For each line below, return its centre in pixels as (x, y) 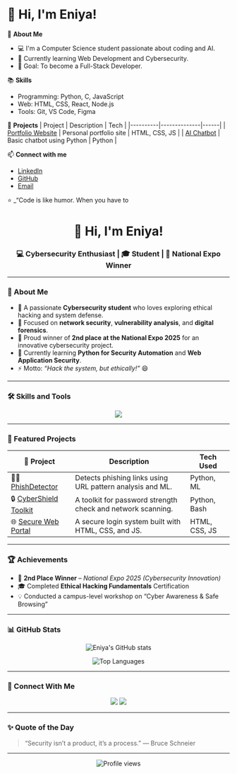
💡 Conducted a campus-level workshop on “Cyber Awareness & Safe (118, 596)
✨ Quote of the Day (41, 727)
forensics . (32, 330)
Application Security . (49, 360)
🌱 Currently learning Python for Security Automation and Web (109, 353)
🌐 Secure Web (35, 522)
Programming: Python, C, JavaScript (71, 96)
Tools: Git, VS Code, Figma (56, 111)
